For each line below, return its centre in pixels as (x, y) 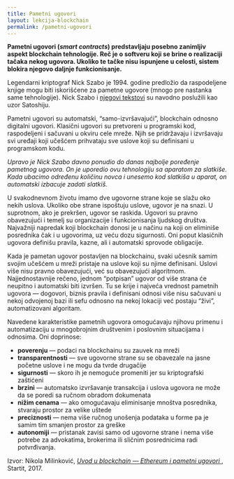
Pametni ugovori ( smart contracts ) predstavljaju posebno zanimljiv (107, 47)
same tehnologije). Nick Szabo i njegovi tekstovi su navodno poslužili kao (112, 97)
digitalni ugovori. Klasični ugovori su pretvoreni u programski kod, (102, 126)
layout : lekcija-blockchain (48, 20)
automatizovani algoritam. (44, 309)
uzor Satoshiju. (29, 105)
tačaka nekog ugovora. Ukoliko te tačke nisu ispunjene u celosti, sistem (113, 62)
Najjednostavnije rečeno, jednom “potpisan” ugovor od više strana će (107, 278)
